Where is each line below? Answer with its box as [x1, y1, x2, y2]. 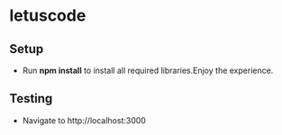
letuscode [9, 5, 86, 26]
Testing [9, 91, 53, 106]
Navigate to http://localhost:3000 [22, 114, 147, 126]
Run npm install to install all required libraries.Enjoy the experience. [22, 65, 274, 76]
